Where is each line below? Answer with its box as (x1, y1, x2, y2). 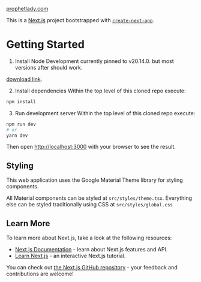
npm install (6, 98, 36, 104)
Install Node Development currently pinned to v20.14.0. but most (14, 57, 174, 65)
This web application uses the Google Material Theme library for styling (6, 176, 183, 184)
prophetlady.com (6, 5, 49, 12)
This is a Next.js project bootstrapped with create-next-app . (6, 17, 155, 23)
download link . (6, 75, 43, 83)
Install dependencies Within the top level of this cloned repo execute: (14, 87, 186, 94)
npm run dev (6, 121, 36, 127)
